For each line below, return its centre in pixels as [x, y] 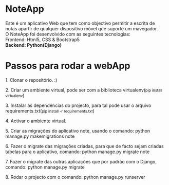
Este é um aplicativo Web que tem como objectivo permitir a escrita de [80, 23]
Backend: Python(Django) [34, 45]
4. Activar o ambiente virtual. [36, 121]
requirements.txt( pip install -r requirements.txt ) [50, 110]
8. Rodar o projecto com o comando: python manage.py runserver [75, 177]
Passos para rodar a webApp [68, 66]
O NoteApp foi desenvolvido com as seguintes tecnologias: [68, 34]
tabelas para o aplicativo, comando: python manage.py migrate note [78, 152]
